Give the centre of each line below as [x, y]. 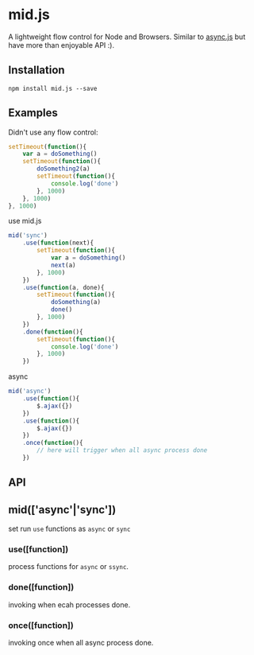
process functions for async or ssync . [69, 567]
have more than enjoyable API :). [62, 45]
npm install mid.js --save [53, 88]
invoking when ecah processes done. [69, 604]
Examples [33, 113]
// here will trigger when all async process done [122, 450]
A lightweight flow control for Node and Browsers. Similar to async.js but [127, 37]
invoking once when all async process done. [81, 643]
